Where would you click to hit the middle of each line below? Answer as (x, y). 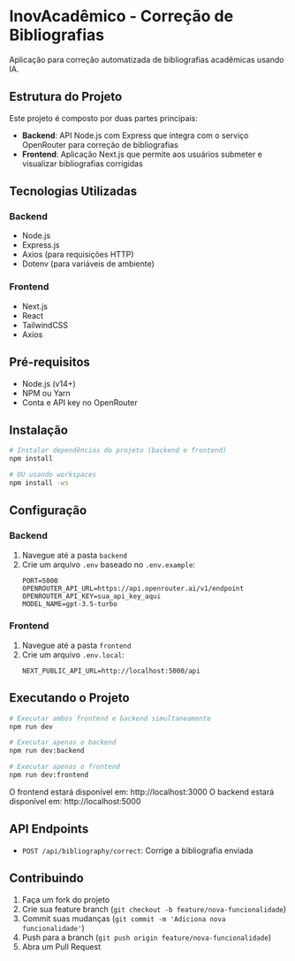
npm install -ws (39, 483)
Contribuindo (46, 878)
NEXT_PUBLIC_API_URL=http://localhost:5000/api (111, 671)
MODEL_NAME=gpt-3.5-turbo (69, 604)
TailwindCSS (45, 325)
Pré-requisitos (50, 362)
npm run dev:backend (47, 751)
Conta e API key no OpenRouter (80, 402)
